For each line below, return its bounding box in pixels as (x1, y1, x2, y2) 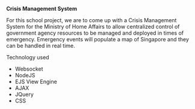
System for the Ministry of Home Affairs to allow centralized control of (6, 23, 180, 30)
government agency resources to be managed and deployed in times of (6, 29, 184, 37)
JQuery (14, 91, 34, 98)
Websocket (14, 65, 43, 72)
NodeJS (14, 72, 36, 78)
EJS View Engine (14, 78, 57, 85)
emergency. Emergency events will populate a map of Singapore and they (6, 36, 190, 43)
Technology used (6, 54, 49, 60)
